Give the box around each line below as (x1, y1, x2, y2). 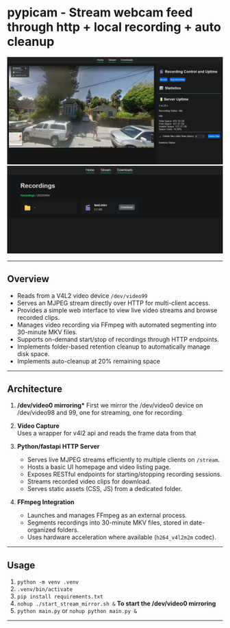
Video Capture (16, 422, 60, 430)
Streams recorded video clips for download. (27, 477, 152, 486)
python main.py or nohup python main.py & (16, 607, 138, 615)
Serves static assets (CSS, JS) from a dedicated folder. (27, 485, 183, 493)
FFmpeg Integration (16, 498, 75, 506)
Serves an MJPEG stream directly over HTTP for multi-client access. (16, 299, 211, 307)
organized (27, 526, 56, 534)
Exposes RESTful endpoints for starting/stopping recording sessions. (27, 470, 222, 479)
